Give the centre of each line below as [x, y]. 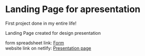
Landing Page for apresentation [73, 9]
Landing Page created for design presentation [53, 33]
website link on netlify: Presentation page [48, 48]
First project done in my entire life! [41, 23]
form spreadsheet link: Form [35, 43]
